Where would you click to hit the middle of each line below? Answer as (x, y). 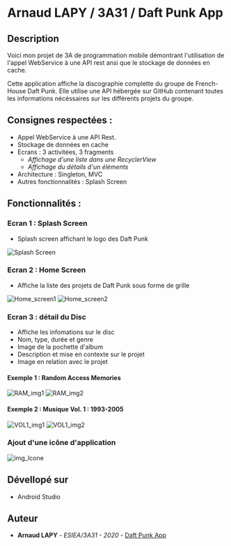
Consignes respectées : (60, 120)
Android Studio (39, 496)
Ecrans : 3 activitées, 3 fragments (65, 152)
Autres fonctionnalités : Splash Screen (72, 181)
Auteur (23, 518)
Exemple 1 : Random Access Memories (64, 377)
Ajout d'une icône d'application (62, 443)
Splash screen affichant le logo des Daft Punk (82, 238)
